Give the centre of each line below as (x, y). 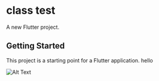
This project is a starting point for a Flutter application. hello (80, 60)
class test (31, 10)
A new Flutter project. (33, 27)
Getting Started (36, 46)
